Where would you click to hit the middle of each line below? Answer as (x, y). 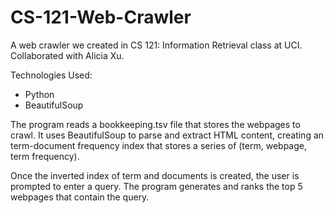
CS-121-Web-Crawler (101, 17)
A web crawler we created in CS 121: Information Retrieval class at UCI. (156, 45)
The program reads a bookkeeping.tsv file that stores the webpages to (155, 124)
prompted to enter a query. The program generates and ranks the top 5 (156, 186)
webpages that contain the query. (80, 197)
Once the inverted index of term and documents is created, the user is (155, 175)
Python (39, 94)
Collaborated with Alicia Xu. (67, 55)
